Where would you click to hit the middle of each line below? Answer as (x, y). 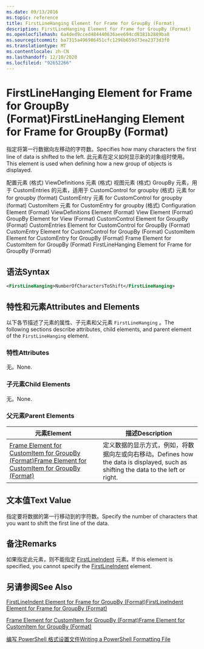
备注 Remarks (32, 544)
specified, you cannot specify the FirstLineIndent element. (79, 566)
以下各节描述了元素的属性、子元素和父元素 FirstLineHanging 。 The (90, 322)
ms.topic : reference (32, 18)
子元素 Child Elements (39, 384)
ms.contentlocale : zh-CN (38, 52)
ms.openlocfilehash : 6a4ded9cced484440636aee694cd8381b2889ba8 (88, 35)
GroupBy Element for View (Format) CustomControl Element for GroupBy (97, 219)
